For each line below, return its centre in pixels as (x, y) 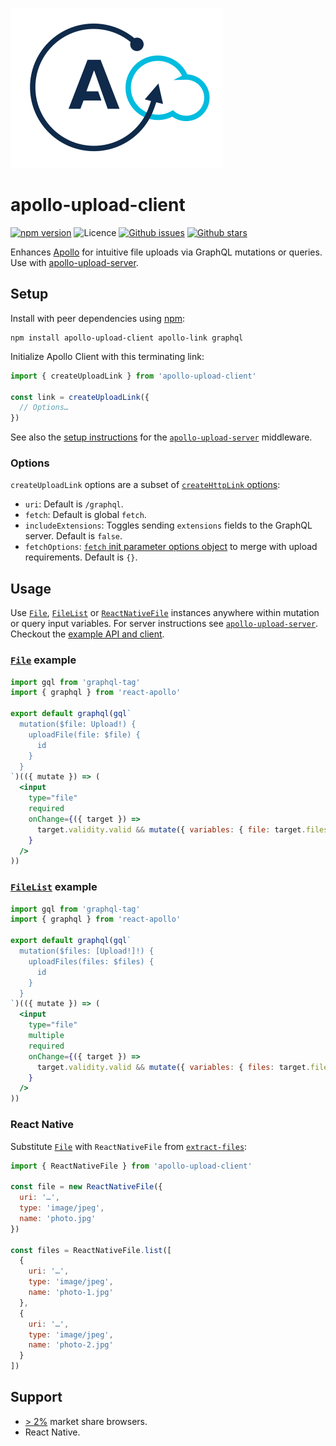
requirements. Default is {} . (81, 557)
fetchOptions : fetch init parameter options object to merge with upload (171, 547)
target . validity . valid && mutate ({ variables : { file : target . (171, 829)
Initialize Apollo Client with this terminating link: (107, 356)
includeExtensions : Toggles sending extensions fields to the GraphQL (168, 525)
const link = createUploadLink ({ (80, 397)
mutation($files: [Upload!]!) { (87, 951)
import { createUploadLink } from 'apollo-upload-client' (133, 376)
